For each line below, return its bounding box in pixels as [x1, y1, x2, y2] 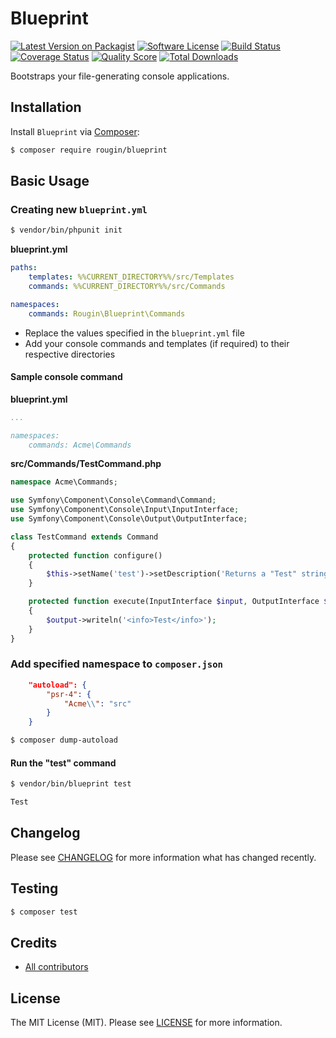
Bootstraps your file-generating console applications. [10, 70, 230, 82]
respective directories [24, 348, 116, 360]
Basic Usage [10, 173, 90, 190]
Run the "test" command [10, 757, 117, 769]
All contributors [24, 961, 89, 973]
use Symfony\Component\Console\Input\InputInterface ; [10, 505, 240, 515]
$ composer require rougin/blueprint [10, 145, 168, 155]
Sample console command [10, 371, 123, 383]
